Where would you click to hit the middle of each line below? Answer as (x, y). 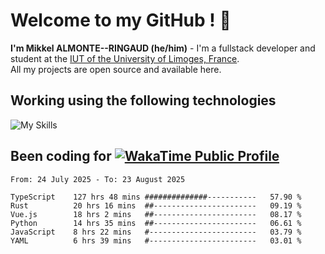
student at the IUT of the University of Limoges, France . (125, 58)
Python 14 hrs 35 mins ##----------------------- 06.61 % (156, 223)
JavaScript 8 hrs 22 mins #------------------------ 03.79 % (156, 232)
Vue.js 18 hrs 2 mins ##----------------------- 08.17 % (156, 214)
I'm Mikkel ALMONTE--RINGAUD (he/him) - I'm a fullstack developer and (163, 48)
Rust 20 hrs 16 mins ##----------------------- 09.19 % (156, 205)
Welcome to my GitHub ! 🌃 (121, 20)
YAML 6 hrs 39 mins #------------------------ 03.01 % (156, 240)
